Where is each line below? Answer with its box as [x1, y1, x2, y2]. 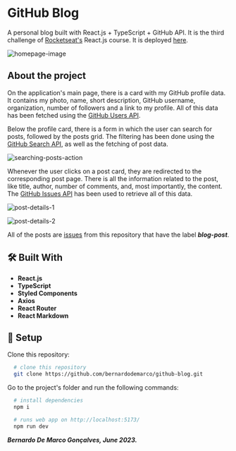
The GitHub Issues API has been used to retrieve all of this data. [7, 189, 193, 198]
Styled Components [17, 289, 77, 297]
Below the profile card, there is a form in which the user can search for [7, 125, 213, 133]
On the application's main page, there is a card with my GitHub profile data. [7, 88, 226, 97]
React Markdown [17, 311, 69, 320]
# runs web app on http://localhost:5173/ [13, 416, 140, 424]
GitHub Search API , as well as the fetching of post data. [7, 140, 168, 148]
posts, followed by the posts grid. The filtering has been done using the [7, 132, 215, 140]
